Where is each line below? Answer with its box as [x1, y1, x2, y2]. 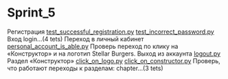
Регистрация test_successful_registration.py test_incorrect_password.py [7, 27, 214, 36]
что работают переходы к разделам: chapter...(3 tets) [7, 64, 163, 72]
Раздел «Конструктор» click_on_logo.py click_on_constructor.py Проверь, [7, 56, 221, 65]
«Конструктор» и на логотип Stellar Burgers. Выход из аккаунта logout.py [7, 49, 221, 58]
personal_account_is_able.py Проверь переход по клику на [7, 42, 179, 50]
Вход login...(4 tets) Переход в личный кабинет [7, 34, 144, 43]
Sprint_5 [7, 5, 56, 21]
